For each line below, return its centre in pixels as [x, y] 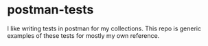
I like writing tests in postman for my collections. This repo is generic [104, 28]
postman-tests [50, 10]
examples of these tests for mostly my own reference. [83, 35]
